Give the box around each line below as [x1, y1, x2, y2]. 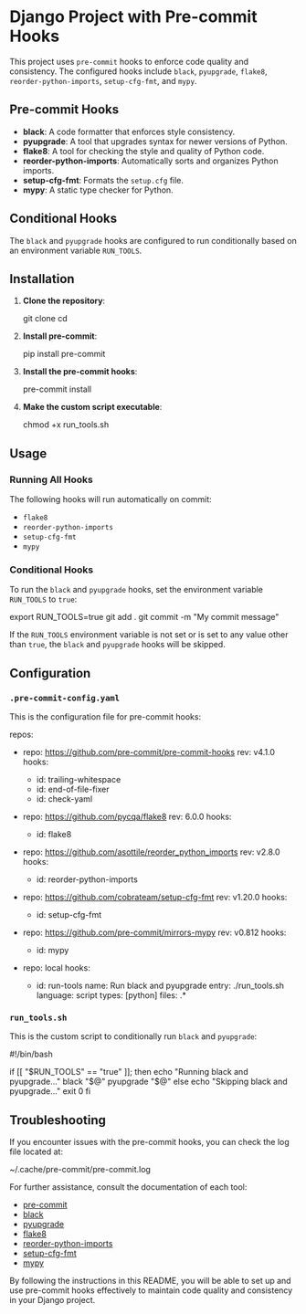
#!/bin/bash [9, 1048, 53, 1060]
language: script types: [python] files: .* [36, 990, 187, 1001]
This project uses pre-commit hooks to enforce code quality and [9, 56, 249, 67]
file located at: [9, 1146, 64, 1157]
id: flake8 [36, 829, 72, 840]
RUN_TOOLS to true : [9, 594, 78, 604]
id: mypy [36, 945, 69, 956]
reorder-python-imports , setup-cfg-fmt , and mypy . [9, 75, 197, 86]
